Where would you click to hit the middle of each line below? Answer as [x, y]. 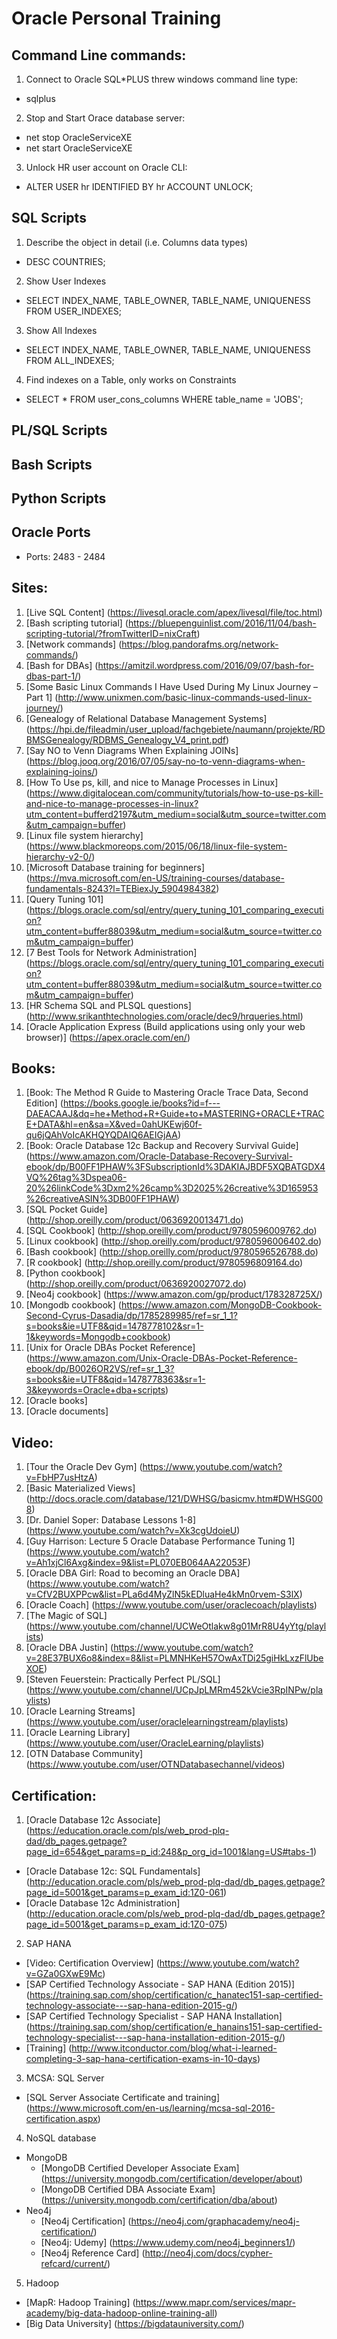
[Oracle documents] [67, 1411]
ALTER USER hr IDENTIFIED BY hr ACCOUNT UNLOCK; [139, 186]
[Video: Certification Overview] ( [92, 1963]
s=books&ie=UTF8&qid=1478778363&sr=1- [115, 1379]
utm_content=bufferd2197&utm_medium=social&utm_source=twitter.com [176, 814]
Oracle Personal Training [116, 18]
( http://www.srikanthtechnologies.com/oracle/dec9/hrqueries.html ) [164, 1016]
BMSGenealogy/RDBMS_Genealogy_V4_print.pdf [125, 739]
